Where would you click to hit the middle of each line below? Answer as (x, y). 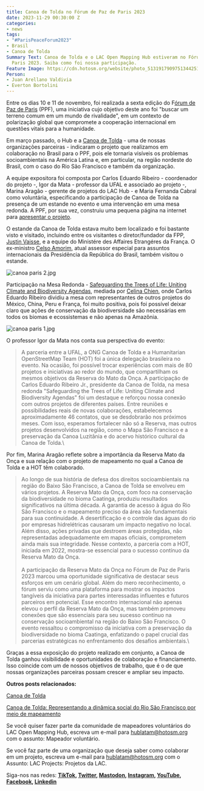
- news (15, 29)
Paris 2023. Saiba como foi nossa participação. (74, 63)
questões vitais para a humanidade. (51, 129)
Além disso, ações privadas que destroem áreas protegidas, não (102, 531)
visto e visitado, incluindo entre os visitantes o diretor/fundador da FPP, (96, 235)
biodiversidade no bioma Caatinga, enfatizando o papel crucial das (105, 634)
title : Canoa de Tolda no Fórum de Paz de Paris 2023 (76, 12)
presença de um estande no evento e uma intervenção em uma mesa (93, 204)
